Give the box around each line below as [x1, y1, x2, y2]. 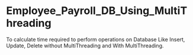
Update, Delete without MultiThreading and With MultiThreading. [6, 42, 164, 49]
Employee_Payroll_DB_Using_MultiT [6, 4, 188, 18]
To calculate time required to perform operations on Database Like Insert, [6, 36, 185, 43]
